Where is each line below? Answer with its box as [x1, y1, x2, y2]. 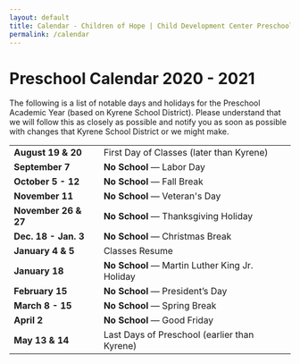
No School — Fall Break [103, 175, 204, 188]
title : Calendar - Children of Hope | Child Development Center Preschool [9, 21, 294, 30]
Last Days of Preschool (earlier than [103, 328, 254, 341]
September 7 [13, 161, 71, 174]
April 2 [13, 314, 43, 326]
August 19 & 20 [13, 147, 82, 159]
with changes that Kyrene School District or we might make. [9, 126, 229, 137]
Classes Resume [103, 245, 174, 258]
